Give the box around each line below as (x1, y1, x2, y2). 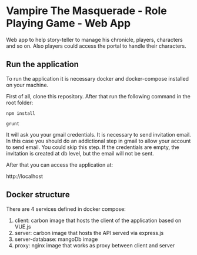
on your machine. (6, 81, 49, 88)
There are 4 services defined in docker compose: (6, 205, 126, 213)
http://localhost (6, 173, 43, 180)
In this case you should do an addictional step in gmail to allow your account (6, 137, 191, 144)
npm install (6, 110, 35, 116)
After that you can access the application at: (6, 161, 113, 168)
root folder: (6, 99, 34, 106)
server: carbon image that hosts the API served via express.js (14, 229, 164, 236)
